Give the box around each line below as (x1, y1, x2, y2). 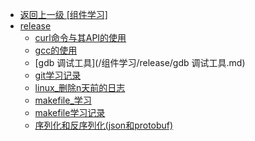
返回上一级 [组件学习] (19, 9, 108, 20)
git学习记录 (34, 69, 82, 81)
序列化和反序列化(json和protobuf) (34, 119, 174, 131)
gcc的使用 (34, 44, 78, 56)
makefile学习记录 (34, 107, 106, 118)
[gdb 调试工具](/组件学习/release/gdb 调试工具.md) (34, 57, 246, 68)
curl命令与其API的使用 (34, 32, 127, 43)
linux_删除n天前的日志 (34, 82, 126, 93)
